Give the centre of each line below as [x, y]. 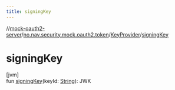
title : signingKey [29, 11]
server [14, 34]
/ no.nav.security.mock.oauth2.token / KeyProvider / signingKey [95, 34]
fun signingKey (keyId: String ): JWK [49, 81]
